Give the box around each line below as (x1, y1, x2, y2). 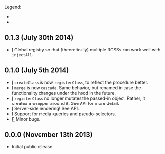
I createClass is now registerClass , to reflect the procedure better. (11, 79, 149, 85)
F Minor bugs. (11, 116, 41, 122)
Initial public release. (11, 144, 54, 150)
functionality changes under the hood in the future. (11, 90, 116, 96)
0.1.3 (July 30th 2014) (4, 33, 74, 42)
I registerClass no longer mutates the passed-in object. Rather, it (11, 95, 145, 101)
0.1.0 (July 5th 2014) (4, 66, 69, 75)
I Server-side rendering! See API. (11, 105, 79, 111)
